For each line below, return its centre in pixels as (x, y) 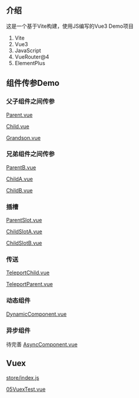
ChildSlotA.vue (24, 232)
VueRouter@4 (32, 57)
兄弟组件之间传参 (30, 154)
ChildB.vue (20, 190)
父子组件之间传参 (30, 101)
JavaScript (28, 50)
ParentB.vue (21, 167)
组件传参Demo (33, 83)
